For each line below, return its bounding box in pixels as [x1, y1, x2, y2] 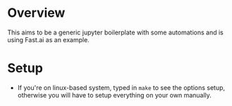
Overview [7, 5, 66, 21]
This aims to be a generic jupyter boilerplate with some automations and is [7, 28, 224, 37]
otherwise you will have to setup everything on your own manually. [17, 91, 212, 99]
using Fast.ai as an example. [7, 35, 90, 44]
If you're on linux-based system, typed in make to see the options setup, [17, 83, 226, 92]
